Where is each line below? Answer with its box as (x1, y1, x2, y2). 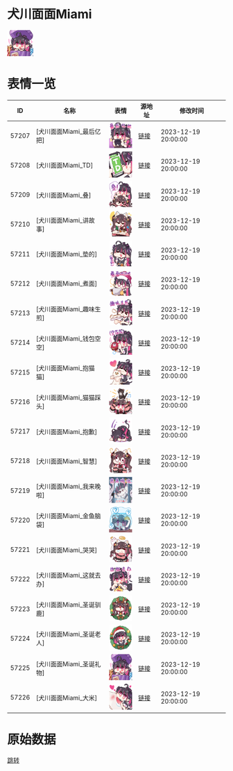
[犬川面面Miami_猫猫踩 (35, 393, 101, 402)
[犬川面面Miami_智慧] (35, 457, 98, 465)
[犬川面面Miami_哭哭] (35, 546, 98, 554)
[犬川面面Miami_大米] (35, 693, 98, 702)
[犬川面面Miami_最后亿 (35, 128, 101, 136)
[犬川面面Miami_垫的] (35, 250, 98, 259)
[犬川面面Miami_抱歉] (35, 427, 98, 435)
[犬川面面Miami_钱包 (35, 334, 95, 343)
